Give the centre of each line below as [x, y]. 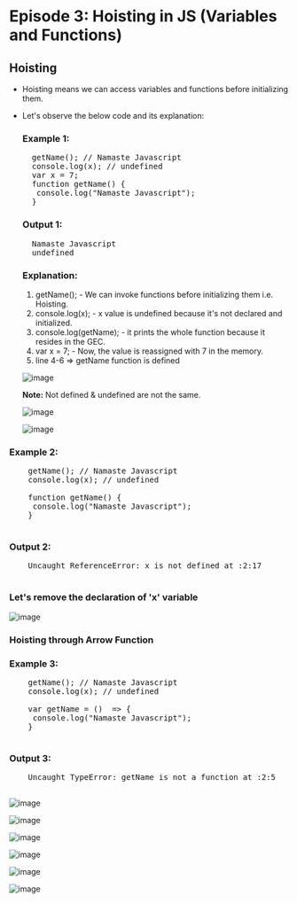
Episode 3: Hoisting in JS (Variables [143, 16]
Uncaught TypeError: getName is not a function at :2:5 [152, 778]
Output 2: [30, 547]
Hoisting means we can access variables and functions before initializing [155, 89]
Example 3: [34, 664]
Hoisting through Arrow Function [82, 640]
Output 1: [42, 225]
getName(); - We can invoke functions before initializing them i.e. [154, 294]
